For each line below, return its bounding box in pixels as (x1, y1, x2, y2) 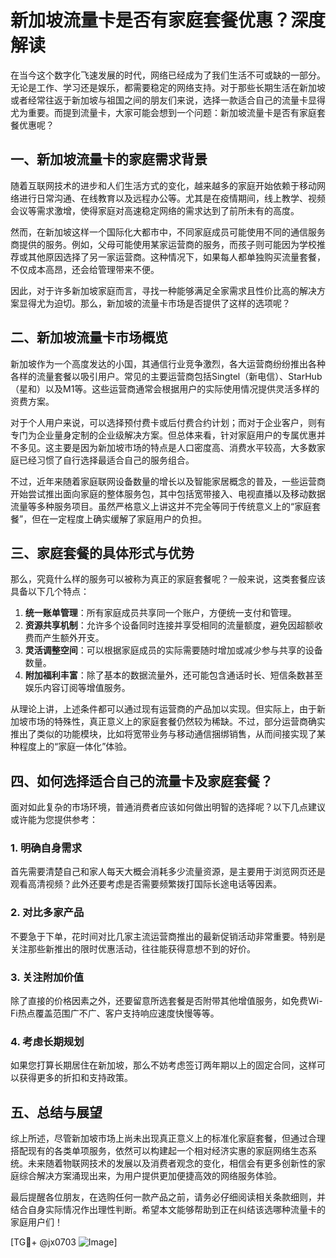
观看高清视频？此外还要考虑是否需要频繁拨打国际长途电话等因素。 (10, 878, 282, 890)
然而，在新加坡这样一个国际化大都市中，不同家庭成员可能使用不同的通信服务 (10, 226, 326, 238)
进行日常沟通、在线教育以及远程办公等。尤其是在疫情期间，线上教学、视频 (18, 192, 326, 204)
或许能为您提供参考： (10, 814, 98, 826)
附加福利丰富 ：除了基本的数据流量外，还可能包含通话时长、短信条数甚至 (24, 669, 323, 681)
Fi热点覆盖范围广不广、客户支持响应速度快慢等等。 (10, 1007, 220, 1020)
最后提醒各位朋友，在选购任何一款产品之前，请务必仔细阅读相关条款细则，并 (10, 1191, 326, 1203)
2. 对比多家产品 (10, 906, 85, 920)
